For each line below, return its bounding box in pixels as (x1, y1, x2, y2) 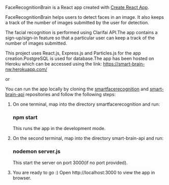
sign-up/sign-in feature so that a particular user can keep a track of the (5, 35, 155, 41)
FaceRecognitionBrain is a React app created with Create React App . (5, 5, 149, 10)
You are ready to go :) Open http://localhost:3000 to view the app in (12, 169, 155, 175)
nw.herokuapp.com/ (5, 66, 47, 72)
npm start (12, 114, 38, 121)
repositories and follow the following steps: (25, 91, 116, 97)
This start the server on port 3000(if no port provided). (12, 160, 128, 166)
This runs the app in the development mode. (12, 126, 106, 132)
